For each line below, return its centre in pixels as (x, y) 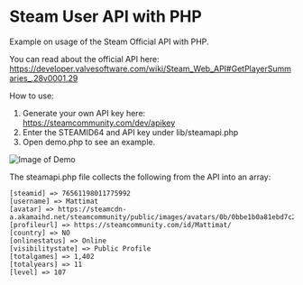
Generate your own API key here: (84, 113)
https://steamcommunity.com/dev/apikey (99, 123)
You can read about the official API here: (84, 59)
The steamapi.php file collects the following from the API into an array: (140, 177)
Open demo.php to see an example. (89, 142)
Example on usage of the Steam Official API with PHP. (109, 41)
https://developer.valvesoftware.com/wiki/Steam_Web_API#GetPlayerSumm (150, 69)
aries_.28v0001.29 (44, 78)
